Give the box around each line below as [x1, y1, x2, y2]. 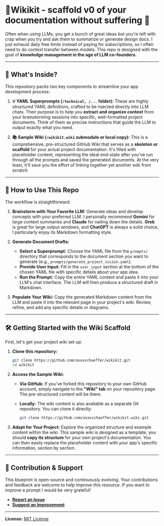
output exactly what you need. [12, 124, 74, 130]
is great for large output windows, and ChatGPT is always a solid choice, [12, 224, 159, 230]
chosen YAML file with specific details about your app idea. [19, 269, 139, 275]
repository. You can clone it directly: [19, 406, 92, 412]
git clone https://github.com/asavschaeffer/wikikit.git [12, 358, 131, 363]
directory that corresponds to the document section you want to [19, 253, 149, 259]
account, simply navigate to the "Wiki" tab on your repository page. [19, 386, 157, 392]
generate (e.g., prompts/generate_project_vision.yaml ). [19, 259, 132, 264]
